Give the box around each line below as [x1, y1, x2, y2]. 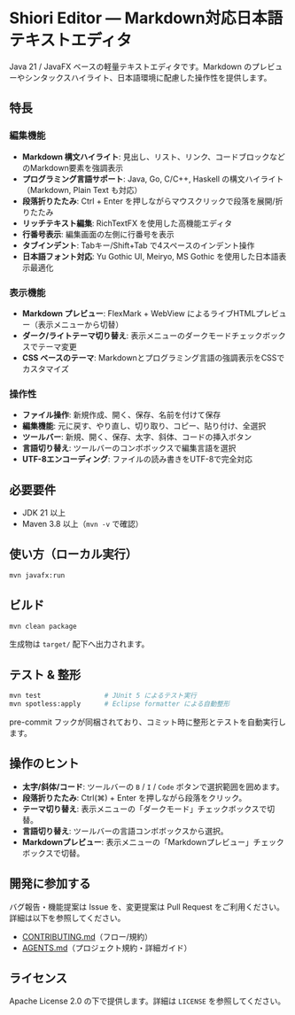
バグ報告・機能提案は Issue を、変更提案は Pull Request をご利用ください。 [9, 901, 285, 912]
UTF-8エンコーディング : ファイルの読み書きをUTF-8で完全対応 [21, 453, 253, 465]
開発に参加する [9, 876, 91, 891]
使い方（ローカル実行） [9, 546, 137, 562]
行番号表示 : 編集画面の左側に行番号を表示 [21, 229, 175, 239]
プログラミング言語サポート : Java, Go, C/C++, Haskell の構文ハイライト [21, 174, 284, 184]
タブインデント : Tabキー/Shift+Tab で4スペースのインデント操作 [21, 240, 255, 251]
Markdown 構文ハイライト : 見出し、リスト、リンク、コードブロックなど [21, 151, 286, 162]
